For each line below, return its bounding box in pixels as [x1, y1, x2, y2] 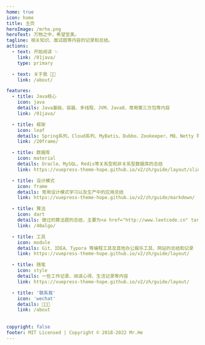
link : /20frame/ [17, 139, 59, 145]
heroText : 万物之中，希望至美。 [6, 32, 79, 38]
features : [6, 88, 32, 94]
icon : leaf [17, 127, 45, 133]
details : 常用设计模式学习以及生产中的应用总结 [17, 189, 124, 195]
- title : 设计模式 [12, 178, 55, 184]
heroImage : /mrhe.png [6, 26, 62, 32]
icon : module [17, 239, 51, 245]
